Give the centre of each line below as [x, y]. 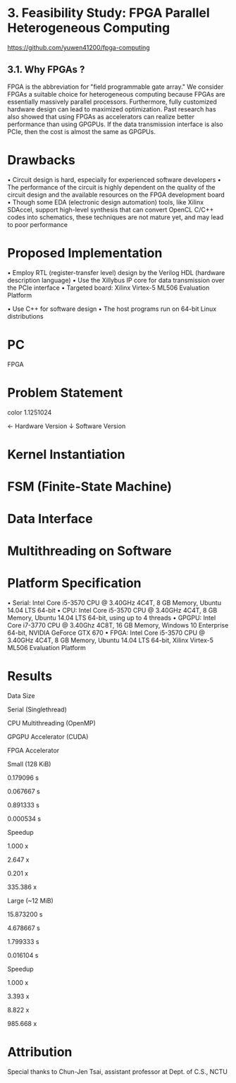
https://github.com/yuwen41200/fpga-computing [79, 47]
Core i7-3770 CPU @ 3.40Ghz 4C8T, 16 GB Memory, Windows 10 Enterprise [118, 625]
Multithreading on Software [90, 551]
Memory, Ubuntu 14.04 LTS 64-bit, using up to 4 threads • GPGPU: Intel [112, 618]
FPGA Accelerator [33, 751]
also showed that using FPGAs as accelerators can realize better [101, 116]
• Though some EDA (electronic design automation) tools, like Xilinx [106, 202]
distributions [25, 316]
